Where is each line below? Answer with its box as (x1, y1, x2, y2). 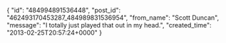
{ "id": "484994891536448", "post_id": (6, 6, 121, 14)
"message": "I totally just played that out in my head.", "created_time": (6, 21, 212, 29)
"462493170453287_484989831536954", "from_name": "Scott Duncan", (6, 13, 219, 22)
